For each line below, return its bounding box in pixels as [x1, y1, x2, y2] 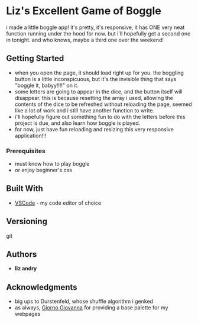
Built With [6, 183, 43, 193]
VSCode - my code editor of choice [14, 199, 102, 206]
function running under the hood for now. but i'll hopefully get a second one [6, 30, 191, 37]
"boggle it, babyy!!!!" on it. [14, 82, 79, 89]
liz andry [14, 265, 37, 272]
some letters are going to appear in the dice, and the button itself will [14, 88, 183, 95]
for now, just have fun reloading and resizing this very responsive [14, 125, 174, 133]
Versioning [6, 217, 47, 227]
